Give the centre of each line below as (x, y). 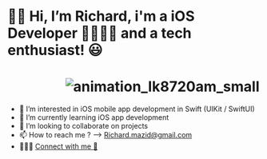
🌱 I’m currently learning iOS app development (94, 117)
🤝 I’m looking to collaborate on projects (84, 126)
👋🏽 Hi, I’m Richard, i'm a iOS (101, 16)
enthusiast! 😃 (55, 50)
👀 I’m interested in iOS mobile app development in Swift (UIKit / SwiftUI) (137, 109)
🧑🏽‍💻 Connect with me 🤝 (58, 146)
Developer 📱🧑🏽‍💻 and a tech (100, 33)
